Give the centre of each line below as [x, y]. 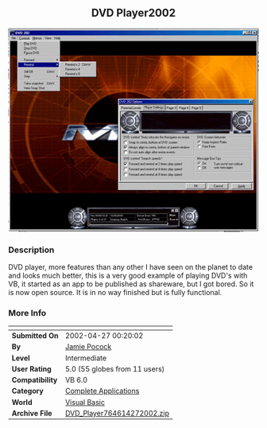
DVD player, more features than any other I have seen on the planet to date [130, 267]
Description [31, 250]
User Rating [31, 368]
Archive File [32, 413]
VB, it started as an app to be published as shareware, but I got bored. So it [131, 284]
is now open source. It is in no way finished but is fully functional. [115, 293]
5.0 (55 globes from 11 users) [115, 368]
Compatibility [35, 380]
